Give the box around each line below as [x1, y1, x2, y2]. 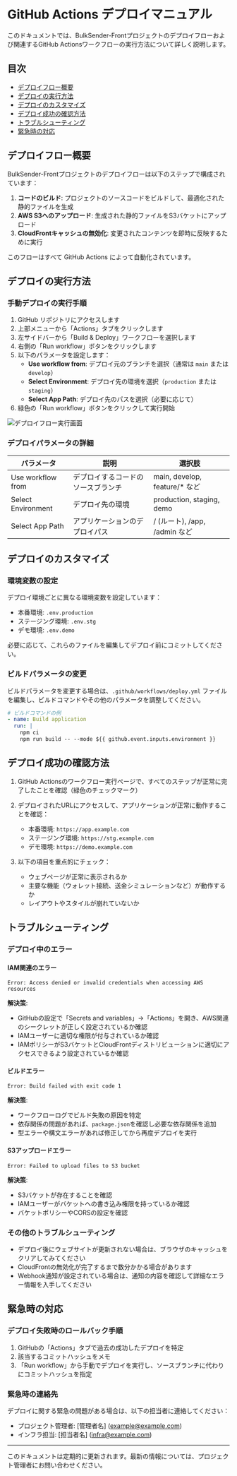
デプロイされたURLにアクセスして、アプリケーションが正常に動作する [17, 801, 221, 809]
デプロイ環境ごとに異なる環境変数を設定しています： [7, 593, 162, 602]
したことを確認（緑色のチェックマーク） [23, 785, 142, 794]
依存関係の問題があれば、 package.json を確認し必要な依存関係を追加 [17, 1120, 217, 1129]
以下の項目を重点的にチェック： [17, 857, 111, 866]
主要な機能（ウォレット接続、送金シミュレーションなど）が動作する [28, 881, 226, 890]
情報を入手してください [23, 1280, 92, 1289]
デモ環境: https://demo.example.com [28, 842, 133, 851]
